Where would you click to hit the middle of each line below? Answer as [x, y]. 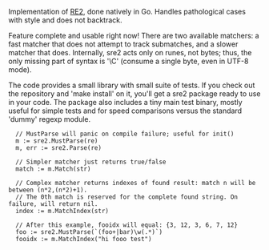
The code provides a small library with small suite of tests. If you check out [132, 85]
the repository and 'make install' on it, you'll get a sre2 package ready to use [134, 94]
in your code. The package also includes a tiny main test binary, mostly [125, 102]
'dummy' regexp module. [50, 119]
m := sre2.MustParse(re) [57, 141]
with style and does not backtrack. [65, 20]
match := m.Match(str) [53, 169]
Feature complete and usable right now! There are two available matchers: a [134, 36]
